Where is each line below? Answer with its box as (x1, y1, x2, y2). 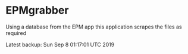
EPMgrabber (5, 4, 69, 17)
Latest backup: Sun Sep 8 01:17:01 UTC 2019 (5, 41, 115, 48)
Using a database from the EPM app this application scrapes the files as (5, 23, 182, 30)
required (5, 29, 27, 36)
